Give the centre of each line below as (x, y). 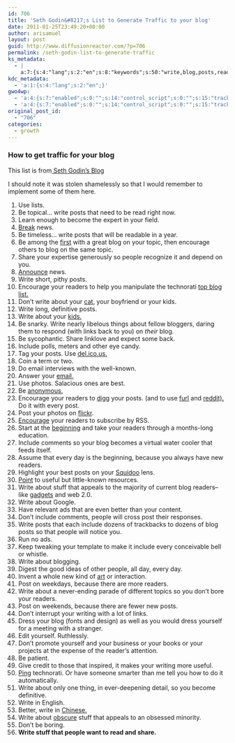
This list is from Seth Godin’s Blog (56, 170)
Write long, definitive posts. (57, 309)
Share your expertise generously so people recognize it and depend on (120, 257)
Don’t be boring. (41, 725)
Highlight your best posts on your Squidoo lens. (86, 472)
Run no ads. (35, 539)
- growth (27, 131)
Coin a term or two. (46, 361)
